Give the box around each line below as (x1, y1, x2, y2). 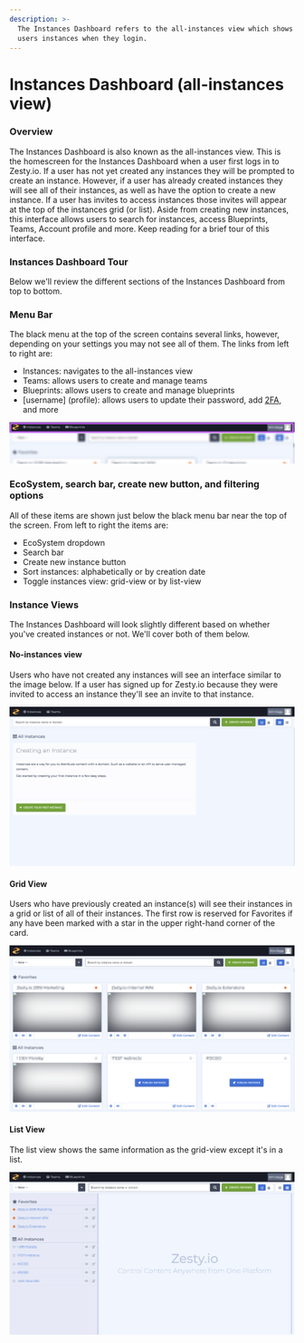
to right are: (9, 348, 53, 359)
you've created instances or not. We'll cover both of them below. (9, 628, 251, 639)
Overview (9, 125, 53, 138)
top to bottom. (9, 286, 62, 297)
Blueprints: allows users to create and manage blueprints (22, 385, 235, 396)
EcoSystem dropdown (22, 537, 106, 548)
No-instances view (9, 649, 83, 660)
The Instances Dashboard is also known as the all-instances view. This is (9, 146, 281, 157)
